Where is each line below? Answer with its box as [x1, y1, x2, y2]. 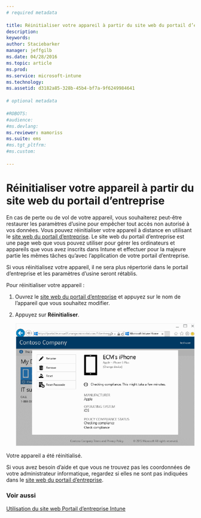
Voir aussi [6, 491, 36, 499]
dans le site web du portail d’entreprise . [6, 476, 103, 484]
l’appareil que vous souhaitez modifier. [14, 299, 110, 306]
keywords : [6, 35, 31, 41]
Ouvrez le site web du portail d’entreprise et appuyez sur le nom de [14, 293, 181, 300]
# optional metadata [6, 98, 58, 104]
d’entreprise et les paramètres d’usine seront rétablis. [6, 270, 138, 277]
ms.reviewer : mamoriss [6, 129, 63, 136]
